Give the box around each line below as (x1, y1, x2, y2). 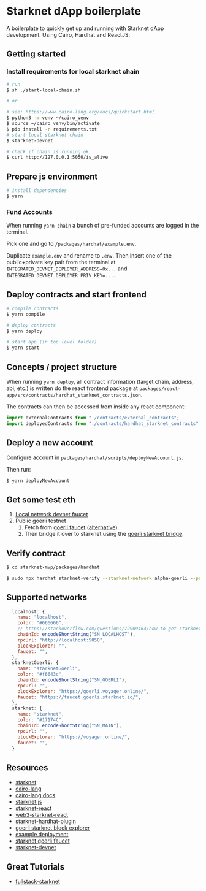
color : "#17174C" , (17, 717, 64, 723)
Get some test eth (6, 494, 75, 505)
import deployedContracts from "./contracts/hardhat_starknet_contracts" (6, 420, 199, 427)
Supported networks (6, 592, 88, 603)
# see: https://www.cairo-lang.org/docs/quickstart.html (6, 109, 155, 115)
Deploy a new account (6, 437, 93, 448)
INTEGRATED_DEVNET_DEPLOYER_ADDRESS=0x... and (6, 265, 128, 272)
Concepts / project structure (6, 362, 118, 372)
